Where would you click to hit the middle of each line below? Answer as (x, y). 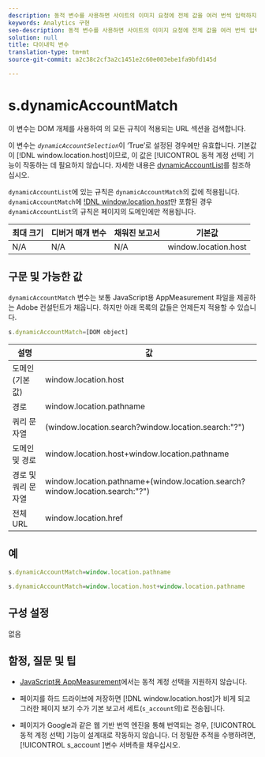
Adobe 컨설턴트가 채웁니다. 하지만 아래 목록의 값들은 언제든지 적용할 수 (126, 307)
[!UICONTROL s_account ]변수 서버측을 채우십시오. (100, 744)
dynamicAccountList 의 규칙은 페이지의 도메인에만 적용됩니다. (102, 211)
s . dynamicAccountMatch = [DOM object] (68, 332)
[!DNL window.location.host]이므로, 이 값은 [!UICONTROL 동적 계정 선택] (131, 155)
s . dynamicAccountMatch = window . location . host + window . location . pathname (127, 587)
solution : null (33, 38)
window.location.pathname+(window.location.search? (145, 481)
